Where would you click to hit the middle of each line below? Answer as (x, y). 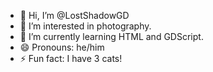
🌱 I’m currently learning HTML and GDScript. (111, 36)
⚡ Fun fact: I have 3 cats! (71, 58)
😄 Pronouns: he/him (62, 47)
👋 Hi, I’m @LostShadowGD (74, 15)
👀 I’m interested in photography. (85, 26)
